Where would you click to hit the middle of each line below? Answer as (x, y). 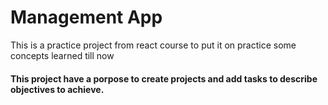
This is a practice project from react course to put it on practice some (153, 45)
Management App (86, 17)
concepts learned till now (62, 55)
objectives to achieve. (57, 89)
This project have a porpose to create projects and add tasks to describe (164, 78)
